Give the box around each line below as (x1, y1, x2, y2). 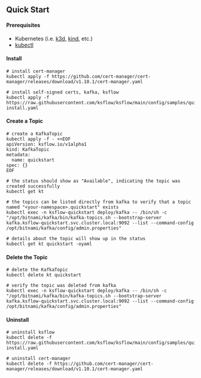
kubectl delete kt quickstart (6, 272, 82, 278)
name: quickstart (11, 157, 55, 163)
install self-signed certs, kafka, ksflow (11, 89, 119, 95)
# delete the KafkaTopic (6, 267, 68, 273)
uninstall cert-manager (11, 356, 71, 362)
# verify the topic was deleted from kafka (6, 283, 117, 289)
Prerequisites (6, 21, 41, 29)
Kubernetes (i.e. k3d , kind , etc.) (14, 35, 93, 42)
